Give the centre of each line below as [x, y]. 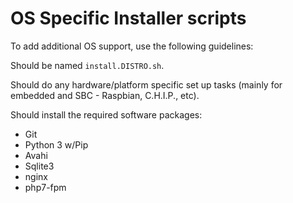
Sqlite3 [39, 166]
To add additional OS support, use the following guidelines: [132, 46]
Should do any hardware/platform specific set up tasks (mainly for [146, 84]
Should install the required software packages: [106, 114]
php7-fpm [45, 187]
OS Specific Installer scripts [128, 18]
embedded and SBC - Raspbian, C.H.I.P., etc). [105, 95]
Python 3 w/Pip [56, 144]
